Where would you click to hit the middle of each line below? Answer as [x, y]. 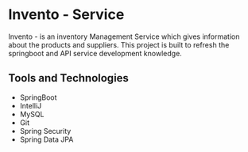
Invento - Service [66, 15]
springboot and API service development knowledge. [95, 53]
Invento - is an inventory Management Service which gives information [124, 36]
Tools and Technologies [69, 78]
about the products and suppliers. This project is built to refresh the [119, 44]
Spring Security [45, 131]
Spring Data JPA [46, 139]
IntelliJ [31, 105]
